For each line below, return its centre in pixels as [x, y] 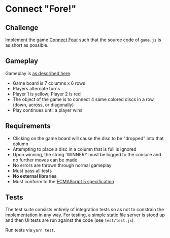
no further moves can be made [45, 160]
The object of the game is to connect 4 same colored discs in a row [83, 99]
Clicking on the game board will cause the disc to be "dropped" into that [88, 138]
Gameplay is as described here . [38, 73]
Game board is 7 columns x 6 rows [49, 83]
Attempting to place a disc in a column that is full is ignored [74, 149]
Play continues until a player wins [47, 110]
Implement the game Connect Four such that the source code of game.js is [83, 40]
